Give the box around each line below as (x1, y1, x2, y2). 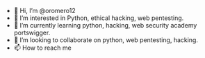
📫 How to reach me (13, 43, 72, 52)
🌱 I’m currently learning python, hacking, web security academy (13, 21, 197, 29)
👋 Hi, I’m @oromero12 (13, 7, 76, 14)
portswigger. (13, 28, 51, 37)
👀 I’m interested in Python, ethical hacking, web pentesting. (13, 14, 184, 22)
